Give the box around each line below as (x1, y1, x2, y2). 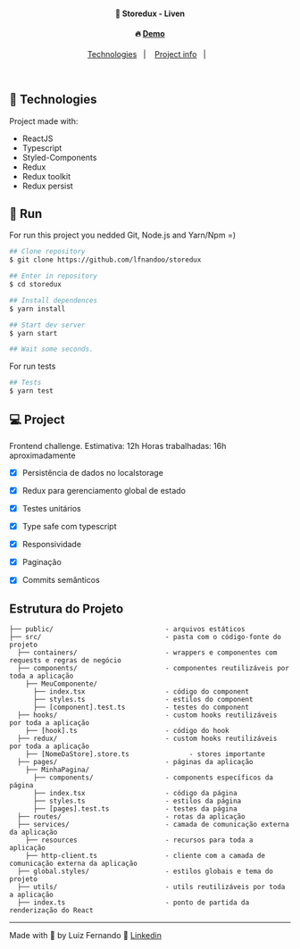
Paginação (21, 557, 62, 568)
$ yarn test (9, 387, 54, 395)
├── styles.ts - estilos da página (32, 796, 242, 806)
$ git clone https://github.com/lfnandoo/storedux (9, 255, 202, 264)
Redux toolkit (21, 171, 71, 181)
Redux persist (21, 180, 73, 191)
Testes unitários (21, 503, 82, 513)
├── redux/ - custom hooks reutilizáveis (17, 734, 278, 744)
